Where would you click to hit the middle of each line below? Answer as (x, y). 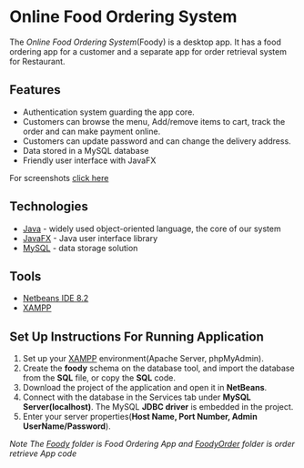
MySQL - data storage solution (80, 248)
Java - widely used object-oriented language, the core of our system (152, 229)
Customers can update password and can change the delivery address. (157, 141)
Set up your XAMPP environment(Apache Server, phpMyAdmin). (143, 359)
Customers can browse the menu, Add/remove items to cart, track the (154, 121)
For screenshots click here (59, 178)
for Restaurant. (37, 61)
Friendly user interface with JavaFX (89, 160)
